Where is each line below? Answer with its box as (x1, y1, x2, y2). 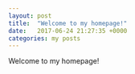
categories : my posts (8, 34, 81, 43)
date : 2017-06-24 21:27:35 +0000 (8, 27, 128, 35)
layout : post (8, 11, 52, 20)
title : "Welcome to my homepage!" (8, 19, 128, 27)
